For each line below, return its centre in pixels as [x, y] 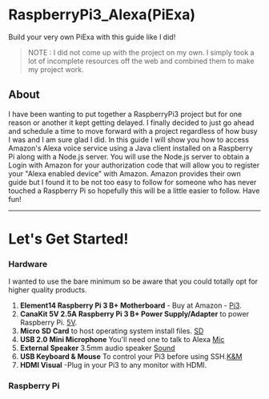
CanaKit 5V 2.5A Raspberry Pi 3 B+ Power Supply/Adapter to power [134, 314]
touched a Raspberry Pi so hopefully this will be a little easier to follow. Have [134, 191]
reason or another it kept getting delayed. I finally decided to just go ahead [131, 123]
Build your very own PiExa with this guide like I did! [92, 37]
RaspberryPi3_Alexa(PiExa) [102, 15]
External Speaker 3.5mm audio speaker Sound [97, 348]
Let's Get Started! [68, 239]
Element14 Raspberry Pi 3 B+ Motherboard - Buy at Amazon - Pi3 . [130, 305]
